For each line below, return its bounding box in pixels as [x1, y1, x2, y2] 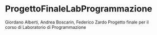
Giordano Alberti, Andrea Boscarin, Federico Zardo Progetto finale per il [5, 19, 149, 25]
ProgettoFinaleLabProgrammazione [5, 3, 153, 14]
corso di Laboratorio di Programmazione [5, 24, 86, 30]
